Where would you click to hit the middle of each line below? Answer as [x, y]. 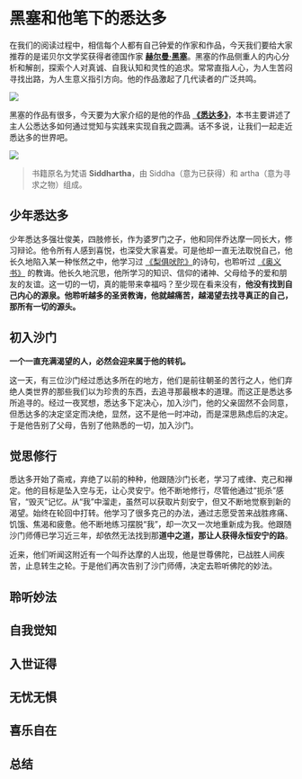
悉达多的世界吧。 [41, 137]
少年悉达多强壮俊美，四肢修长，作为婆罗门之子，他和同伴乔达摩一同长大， [147, 238]
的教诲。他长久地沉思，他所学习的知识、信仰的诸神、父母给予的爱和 [153, 273]
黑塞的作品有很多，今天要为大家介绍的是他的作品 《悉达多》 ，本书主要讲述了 [150, 114]
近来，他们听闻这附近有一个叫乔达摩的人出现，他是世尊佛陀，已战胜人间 [143, 555]
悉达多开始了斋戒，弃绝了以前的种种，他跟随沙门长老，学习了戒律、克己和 [147, 479]
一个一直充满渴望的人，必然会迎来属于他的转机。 [100, 361]
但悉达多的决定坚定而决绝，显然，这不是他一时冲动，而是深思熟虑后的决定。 [151, 414]
